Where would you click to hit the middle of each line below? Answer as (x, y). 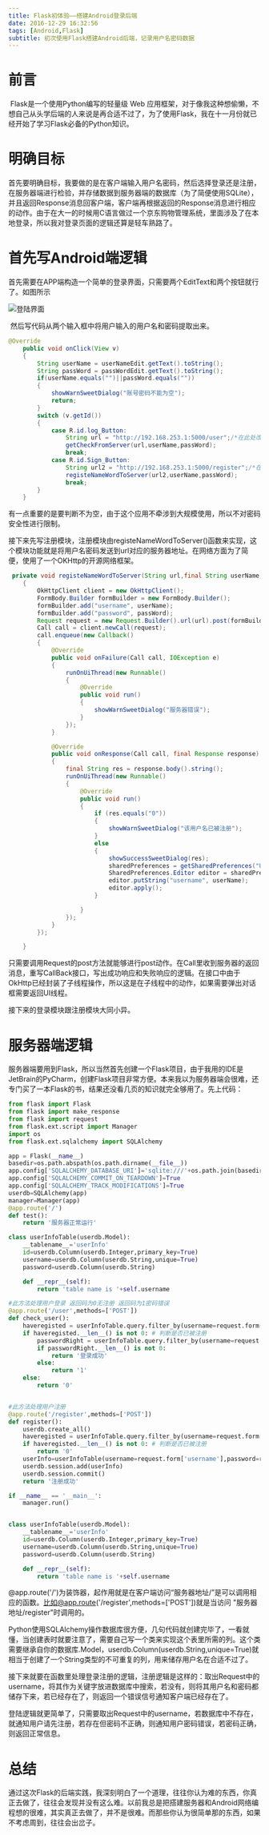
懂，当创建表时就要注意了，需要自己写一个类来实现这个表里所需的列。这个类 (134, 1640)
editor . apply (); (135, 888)
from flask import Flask (50, 1104)
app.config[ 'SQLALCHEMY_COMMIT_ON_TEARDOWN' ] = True (94, 1178)
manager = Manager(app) (44, 1201)
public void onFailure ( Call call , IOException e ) (135, 657)
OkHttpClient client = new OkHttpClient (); (110, 591)
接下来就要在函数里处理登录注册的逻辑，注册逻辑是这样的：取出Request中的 (134, 1676)
